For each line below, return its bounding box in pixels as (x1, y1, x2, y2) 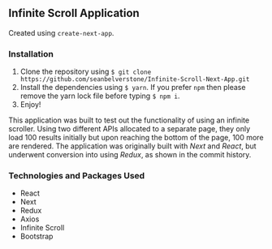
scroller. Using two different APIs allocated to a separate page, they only (8, 124, 251, 134)
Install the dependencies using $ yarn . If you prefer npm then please (19, 83, 246, 92)
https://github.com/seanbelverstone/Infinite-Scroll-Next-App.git (19, 75, 250, 84)
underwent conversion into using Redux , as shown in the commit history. (8, 150, 252, 160)
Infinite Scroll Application (8, 6, 140, 20)
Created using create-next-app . (8, 28, 114, 37)
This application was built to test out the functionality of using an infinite (8, 115, 250, 125)
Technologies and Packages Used (8, 170, 145, 182)
